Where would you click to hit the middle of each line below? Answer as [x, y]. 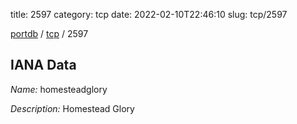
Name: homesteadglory [59, 89]
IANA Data [43, 65]
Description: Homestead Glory [72, 108]
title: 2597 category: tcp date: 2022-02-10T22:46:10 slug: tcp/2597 [149, 14]
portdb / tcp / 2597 [49, 33]
